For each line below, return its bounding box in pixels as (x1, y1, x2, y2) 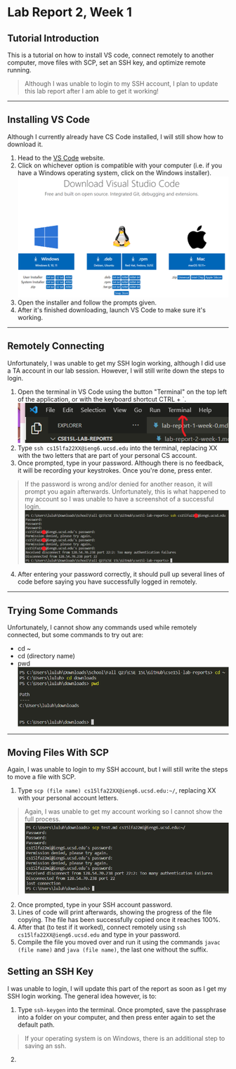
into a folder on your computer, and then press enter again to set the (17, 1013, 216, 1021)
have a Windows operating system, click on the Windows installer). (17, 168, 212, 177)
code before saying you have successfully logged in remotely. (17, 577, 197, 586)
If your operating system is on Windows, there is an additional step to (24, 1034, 225, 1042)
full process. (24, 815, 61, 824)
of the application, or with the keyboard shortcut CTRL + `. (17, 395, 187, 403)
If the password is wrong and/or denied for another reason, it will (24, 480, 213, 489)
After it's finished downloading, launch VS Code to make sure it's (17, 306, 206, 314)
